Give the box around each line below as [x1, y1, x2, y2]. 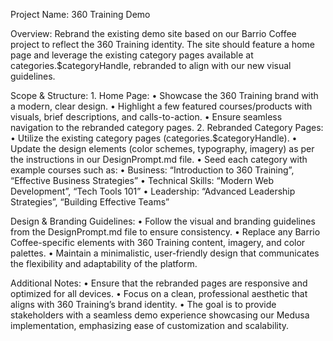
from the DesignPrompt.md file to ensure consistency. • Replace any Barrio [10, 226, 321, 238]
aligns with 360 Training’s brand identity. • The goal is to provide [10, 299, 277, 310]
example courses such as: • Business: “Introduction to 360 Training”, [10, 164, 295, 176]
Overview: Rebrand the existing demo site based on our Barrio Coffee [10, 28, 297, 39]
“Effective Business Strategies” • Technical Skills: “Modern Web [10, 175, 274, 186]
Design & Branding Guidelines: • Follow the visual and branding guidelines [10, 215, 316, 227]
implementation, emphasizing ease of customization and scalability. [10, 320, 290, 331]
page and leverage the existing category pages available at [10, 49, 254, 61]
